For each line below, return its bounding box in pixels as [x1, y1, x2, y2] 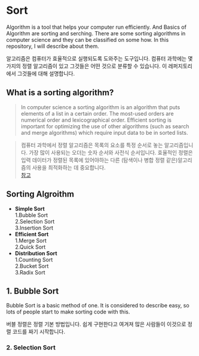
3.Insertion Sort [14, 224, 54, 231]
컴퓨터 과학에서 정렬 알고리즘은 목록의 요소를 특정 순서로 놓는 [20, 141, 163, 149]
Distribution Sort [14, 249, 58, 257]
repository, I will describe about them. [6, 43, 100, 50]
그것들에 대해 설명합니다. [17, 70, 75, 77]
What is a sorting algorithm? [6, 88, 114, 98]
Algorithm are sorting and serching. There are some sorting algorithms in [6, 29, 186, 37]
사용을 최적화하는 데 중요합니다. [32, 164, 106, 171]
